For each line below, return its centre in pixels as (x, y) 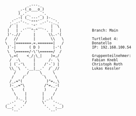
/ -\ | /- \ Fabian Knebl (64, 60)
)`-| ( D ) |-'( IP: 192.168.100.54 (69, 47)
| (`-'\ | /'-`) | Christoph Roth (66, 64)
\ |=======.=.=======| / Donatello (58, 43)
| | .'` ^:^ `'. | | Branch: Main (63, 30)
